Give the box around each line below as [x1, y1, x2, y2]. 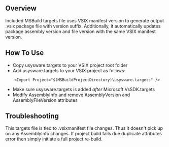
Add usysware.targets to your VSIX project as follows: [12, 67, 126, 73]
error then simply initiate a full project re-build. [5, 136, 103, 142]
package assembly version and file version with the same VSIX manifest [5, 28, 156, 35]
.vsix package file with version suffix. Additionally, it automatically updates [5, 23, 161, 29]
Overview [5, 4, 37, 13]
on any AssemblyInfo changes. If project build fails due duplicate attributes [5, 131, 162, 137]
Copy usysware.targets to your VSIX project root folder [12, 62, 128, 68]
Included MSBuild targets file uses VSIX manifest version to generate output [5, 17, 164, 23]
